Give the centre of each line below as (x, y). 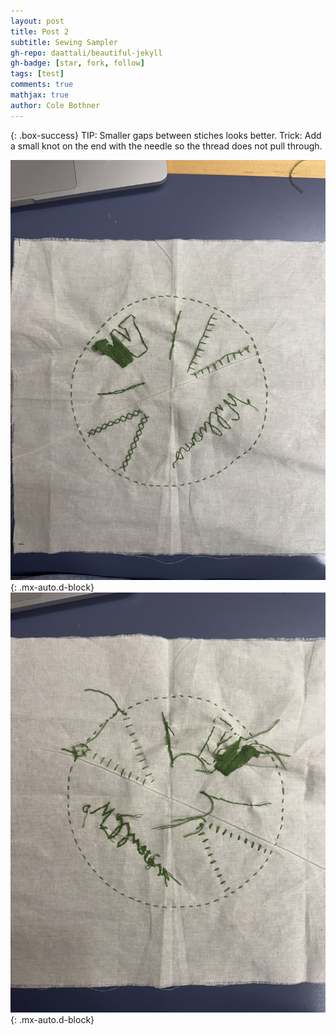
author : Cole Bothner (55, 105)
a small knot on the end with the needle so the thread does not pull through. (166, 146)
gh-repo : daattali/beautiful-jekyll (86, 53)
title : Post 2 (40, 31)
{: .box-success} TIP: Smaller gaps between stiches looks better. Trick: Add (166, 135)
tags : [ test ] (37, 74)
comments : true (42, 85)
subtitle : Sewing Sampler (64, 42)
